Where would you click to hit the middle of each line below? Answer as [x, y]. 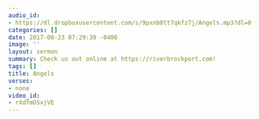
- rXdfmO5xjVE [31, 103]
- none [19, 88]
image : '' [24, 45]
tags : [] [22, 67]
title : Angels [31, 74]
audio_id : [24, 15]
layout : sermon [33, 52]
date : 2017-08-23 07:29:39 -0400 [63, 37]
